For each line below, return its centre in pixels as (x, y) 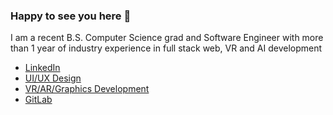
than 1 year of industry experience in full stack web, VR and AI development (166, 48)
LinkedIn (42, 68)
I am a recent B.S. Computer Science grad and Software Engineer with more (167, 38)
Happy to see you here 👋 (71, 16)
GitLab (38, 100)
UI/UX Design (53, 78)
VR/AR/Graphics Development (87, 89)
